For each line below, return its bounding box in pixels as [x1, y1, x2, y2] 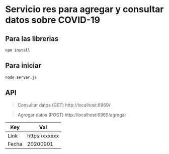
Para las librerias [5, 34, 59, 43]
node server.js [5, 75, 37, 80]
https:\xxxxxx [27, 132, 59, 139]
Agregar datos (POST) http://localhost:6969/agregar [17, 112, 127, 118]
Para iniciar [5, 62, 42, 70]
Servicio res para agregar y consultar [5, 4, 164, 15]
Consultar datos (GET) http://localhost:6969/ [17, 102, 111, 108]
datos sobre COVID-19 [5, 14, 101, 26]
